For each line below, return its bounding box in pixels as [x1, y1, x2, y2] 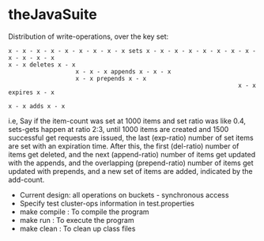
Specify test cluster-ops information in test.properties [19, 198, 195, 208]
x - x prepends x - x [75, 74, 147, 82]
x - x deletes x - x [8, 61, 77, 69]
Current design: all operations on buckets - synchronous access [19, 190, 229, 199]
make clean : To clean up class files [19, 224, 136, 233]
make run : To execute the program [19, 215, 134, 224]
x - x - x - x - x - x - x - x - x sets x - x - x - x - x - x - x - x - [8, 47, 257, 55]
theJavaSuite [8, 6, 97, 24]
